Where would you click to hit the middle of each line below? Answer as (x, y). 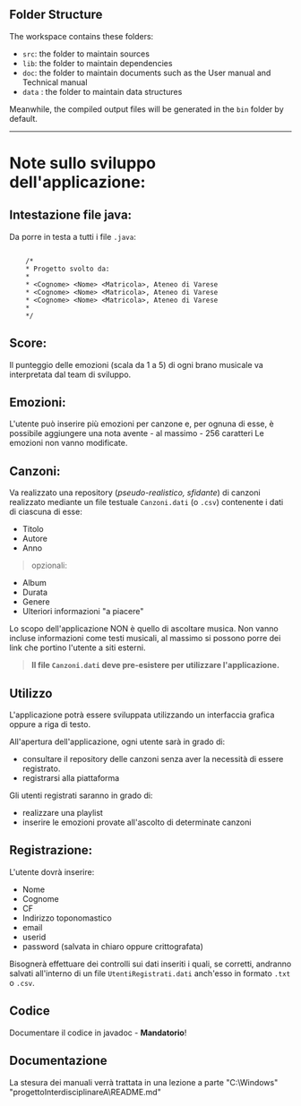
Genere (36, 602)
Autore (34, 539)
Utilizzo (31, 693)
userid (34, 937)
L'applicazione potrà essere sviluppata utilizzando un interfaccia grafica (142, 715)
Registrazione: (51, 850)
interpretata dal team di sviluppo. (70, 374)
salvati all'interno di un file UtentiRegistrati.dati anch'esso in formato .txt (150, 973)
